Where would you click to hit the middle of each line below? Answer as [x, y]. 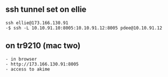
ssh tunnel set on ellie [46, 10]
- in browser [21, 59]
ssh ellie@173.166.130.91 [37, 23]
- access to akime [28, 69]
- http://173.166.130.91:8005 [42, 64]
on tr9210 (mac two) [43, 46]
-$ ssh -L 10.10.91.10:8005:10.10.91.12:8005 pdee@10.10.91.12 [84, 28]
